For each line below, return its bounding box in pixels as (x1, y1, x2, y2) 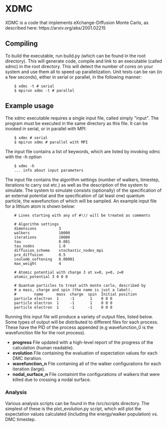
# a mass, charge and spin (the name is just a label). (14, 287, 133, 292)
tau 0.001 (14, 239, 70, 244)
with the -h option (5, 154, 42, 160)
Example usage (5, 102, 54, 110)
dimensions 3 (14, 226, 61, 231)
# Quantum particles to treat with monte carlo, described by (14, 283, 146, 288)
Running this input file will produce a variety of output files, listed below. (5, 313, 153, 319)
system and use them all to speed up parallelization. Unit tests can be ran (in (5, 69, 163, 75)
